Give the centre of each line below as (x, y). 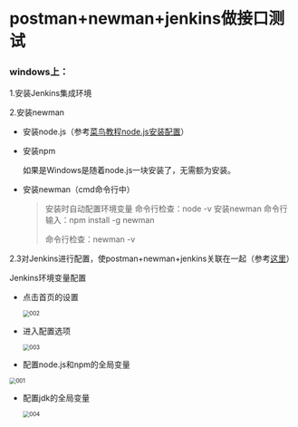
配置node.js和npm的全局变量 (77, 364)
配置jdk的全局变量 (56, 398)
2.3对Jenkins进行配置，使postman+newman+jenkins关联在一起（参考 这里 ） (152, 258)
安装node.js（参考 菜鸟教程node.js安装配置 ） (106, 131)
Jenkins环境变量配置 (48, 278)
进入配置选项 (46, 331)
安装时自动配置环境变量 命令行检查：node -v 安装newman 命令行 (166, 209)
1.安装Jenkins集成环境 (51, 93)
